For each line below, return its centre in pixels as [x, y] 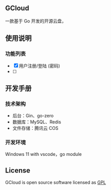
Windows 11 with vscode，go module [43, 154]
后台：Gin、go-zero [33, 116]
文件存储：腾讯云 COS [35, 128]
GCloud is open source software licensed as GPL [56, 182]
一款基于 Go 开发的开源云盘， [36, 21]
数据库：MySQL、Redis [37, 122]
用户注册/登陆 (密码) [39, 66]
